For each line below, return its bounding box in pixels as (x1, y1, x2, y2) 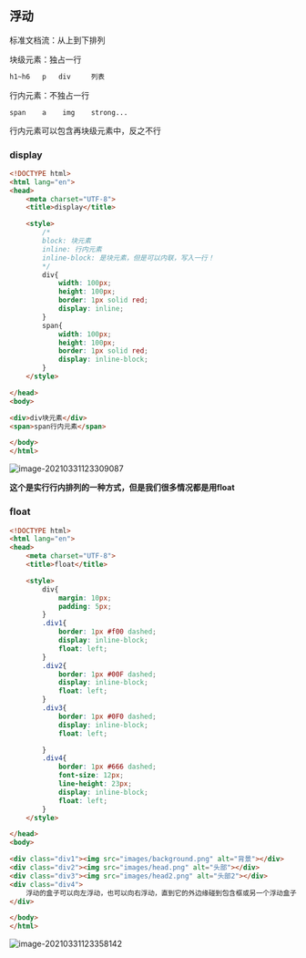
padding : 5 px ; (57, 602, 112, 611)
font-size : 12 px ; (57, 771, 125, 780)
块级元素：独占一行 (9, 54, 82, 65)
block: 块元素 (42, 236, 92, 246)
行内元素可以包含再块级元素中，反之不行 (9, 125, 161, 136)
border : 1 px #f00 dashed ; (57, 627, 157, 636)
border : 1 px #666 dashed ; (57, 762, 157, 772)
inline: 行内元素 (42, 244, 103, 253)
